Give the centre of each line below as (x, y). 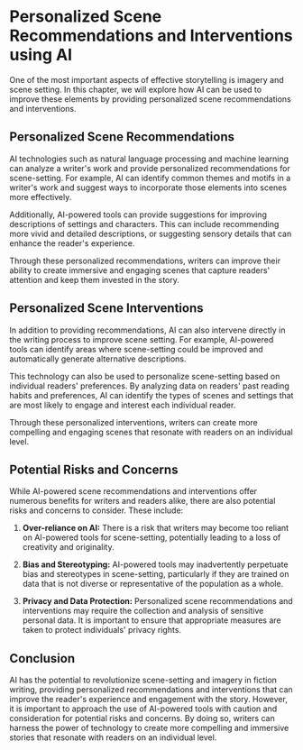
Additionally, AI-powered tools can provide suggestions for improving (138, 215)
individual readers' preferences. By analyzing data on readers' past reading (150, 386)
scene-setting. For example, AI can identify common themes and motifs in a (150, 178)
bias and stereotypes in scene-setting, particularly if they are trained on (156, 574)
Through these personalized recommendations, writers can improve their (145, 261)
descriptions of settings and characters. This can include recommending (144, 224)
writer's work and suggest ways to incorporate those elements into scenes (148, 187)
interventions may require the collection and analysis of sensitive (143, 611)
